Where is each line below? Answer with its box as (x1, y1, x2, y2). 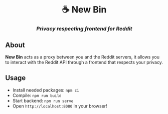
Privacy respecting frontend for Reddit (36, 25, 132, 32)
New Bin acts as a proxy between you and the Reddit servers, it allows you (5, 53, 159, 60)
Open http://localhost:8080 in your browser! (12, 103, 107, 109)
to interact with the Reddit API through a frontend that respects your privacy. (5, 59, 163, 65)
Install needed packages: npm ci (12, 87, 79, 93)
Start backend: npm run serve (12, 97, 74, 103)
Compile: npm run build (12, 92, 62, 98)
